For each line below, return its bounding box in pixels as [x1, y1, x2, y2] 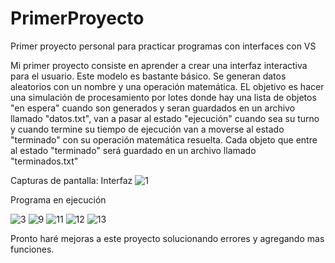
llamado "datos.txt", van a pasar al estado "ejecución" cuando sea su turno [10, 112, 320, 124]
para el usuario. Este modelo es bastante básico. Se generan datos [10, 70, 287, 82]
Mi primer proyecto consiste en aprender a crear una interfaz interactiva [10, 59, 308, 71]
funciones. [10, 243, 55, 255]
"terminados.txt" [10, 155, 79, 167]
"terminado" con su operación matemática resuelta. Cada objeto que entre [10, 133, 318, 146]
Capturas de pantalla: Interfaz [10, 174, 133, 186]
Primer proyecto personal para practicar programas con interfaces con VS [10, 40, 317, 52]
